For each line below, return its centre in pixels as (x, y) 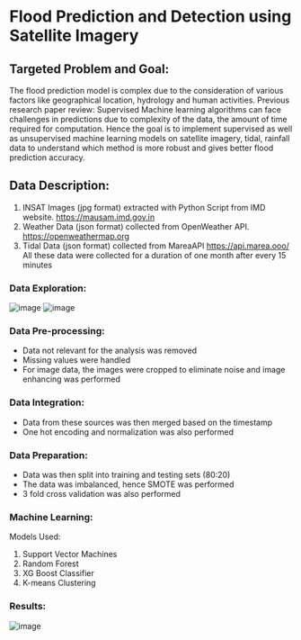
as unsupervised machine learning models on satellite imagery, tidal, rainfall (150, 138)
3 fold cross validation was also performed (102, 494)
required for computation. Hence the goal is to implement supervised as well (151, 129)
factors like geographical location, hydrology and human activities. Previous (150, 100)
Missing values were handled (76, 360)
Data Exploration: (48, 288)
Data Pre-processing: (57, 331)
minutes (37, 265)
